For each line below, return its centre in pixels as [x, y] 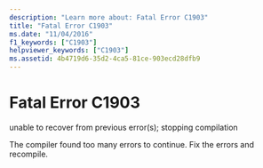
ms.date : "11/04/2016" [51, 34]
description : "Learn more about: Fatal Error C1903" [109, 17]
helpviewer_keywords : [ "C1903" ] [69, 51]
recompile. [29, 154]
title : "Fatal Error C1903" [61, 26]
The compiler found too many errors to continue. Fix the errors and [132, 144]
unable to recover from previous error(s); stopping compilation [124, 127]
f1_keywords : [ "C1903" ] [53, 42]
